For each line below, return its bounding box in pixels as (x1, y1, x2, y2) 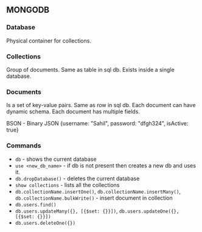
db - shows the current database (15, 155, 97, 163)
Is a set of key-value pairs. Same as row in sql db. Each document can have (6, 102, 196, 109)
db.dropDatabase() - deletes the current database (15, 175, 140, 182)
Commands (6, 141, 41, 150)
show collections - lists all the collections (15, 181, 120, 188)
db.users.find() (15, 202, 57, 208)
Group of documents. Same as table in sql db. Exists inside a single (6, 66, 175, 73)
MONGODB (6, 5, 50, 15)
